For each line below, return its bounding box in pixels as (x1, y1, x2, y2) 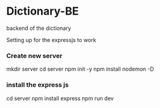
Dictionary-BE (6, 4, 79, 18)
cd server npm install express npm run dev (6, 95, 114, 102)
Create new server (6, 51, 63, 60)
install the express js (6, 81, 69, 89)
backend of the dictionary (6, 24, 71, 32)
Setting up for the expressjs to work (6, 36, 96, 43)
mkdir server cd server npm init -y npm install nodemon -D (6, 65, 155, 73)
